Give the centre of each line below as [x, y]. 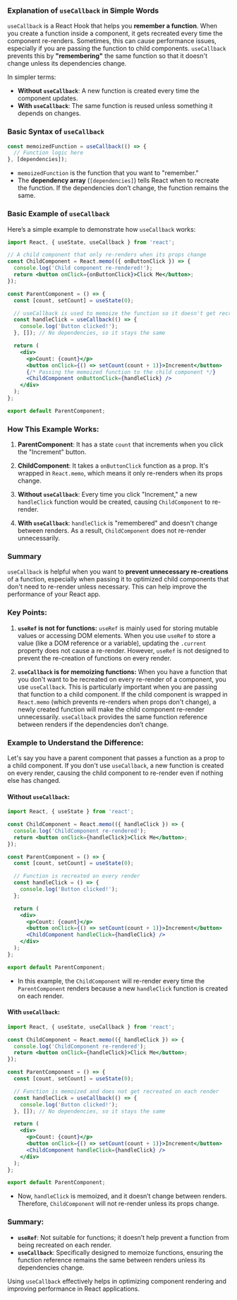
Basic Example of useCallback [59, 214]
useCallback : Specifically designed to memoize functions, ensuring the [120, 1252]
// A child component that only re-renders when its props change [107, 255]
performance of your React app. [54, 594]
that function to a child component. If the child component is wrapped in [122, 694]
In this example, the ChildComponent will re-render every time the [111, 981]
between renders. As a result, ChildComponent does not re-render [112, 531]
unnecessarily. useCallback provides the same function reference [113, 716]
